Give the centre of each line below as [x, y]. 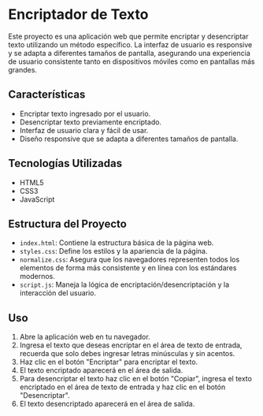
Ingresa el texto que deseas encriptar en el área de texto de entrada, [131, 345]
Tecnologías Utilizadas [65, 163]
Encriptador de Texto [78, 15]
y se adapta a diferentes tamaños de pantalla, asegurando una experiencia [129, 53]
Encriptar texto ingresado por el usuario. [85, 113]
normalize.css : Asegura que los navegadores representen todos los [130, 260]
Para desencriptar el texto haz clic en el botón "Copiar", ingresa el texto [135, 379]
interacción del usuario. [58, 293]
